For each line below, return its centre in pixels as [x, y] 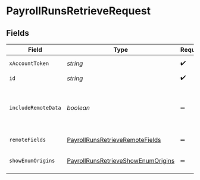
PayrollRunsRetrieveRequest [79, 11]
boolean [79, 108]
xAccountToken [29, 63]
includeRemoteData [35, 108]
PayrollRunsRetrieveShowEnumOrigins [121, 161]
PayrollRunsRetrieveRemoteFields [114, 140]
